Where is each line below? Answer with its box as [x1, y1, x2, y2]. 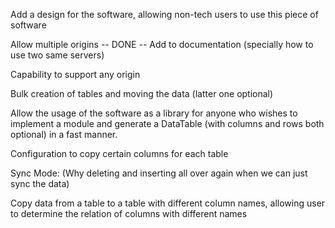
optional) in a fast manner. [10, 129, 118, 140]
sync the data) [10, 178, 70, 189]
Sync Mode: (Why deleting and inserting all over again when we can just [10, 167, 308, 179]
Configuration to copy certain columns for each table [10, 148, 229, 159]
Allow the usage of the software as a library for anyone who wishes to [10, 107, 298, 119]
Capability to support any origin [10, 69, 141, 80]
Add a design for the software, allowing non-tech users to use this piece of [10, 9, 319, 20]
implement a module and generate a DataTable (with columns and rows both [10, 118, 325, 129]
